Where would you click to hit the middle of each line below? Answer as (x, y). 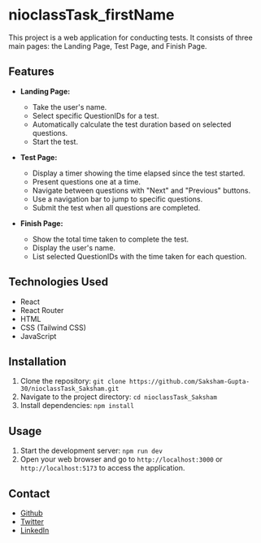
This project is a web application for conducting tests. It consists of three (131, 37)
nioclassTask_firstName (91, 15)
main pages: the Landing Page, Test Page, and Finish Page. (108, 46)
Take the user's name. (70, 106)
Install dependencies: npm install (77, 406)
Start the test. (55, 141)
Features (31, 72)
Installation (37, 361)
